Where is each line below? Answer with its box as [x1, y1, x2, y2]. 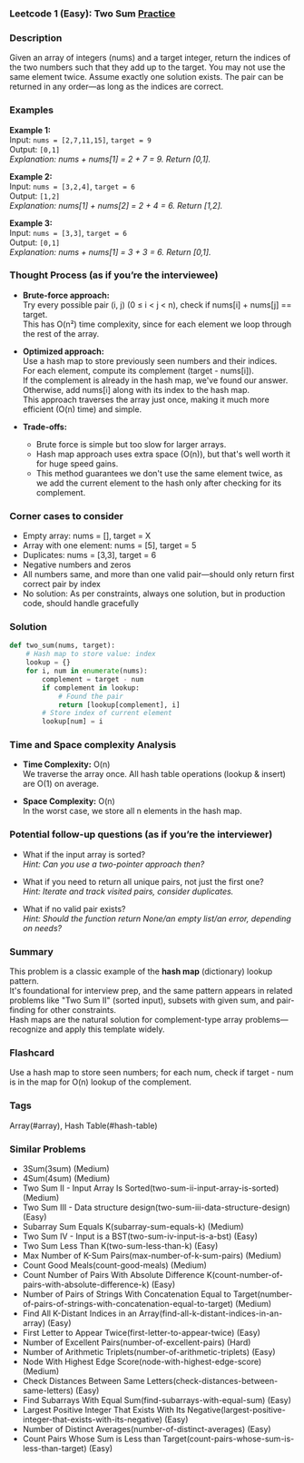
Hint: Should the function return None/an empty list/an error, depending [22, 913, 292, 924]
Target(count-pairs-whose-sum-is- [162, 1433, 295, 1444]
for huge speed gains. [35, 457, 119, 469]
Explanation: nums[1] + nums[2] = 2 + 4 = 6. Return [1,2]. [9, 200, 223, 211]
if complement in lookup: [42, 683, 141, 692]
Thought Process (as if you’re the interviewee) [9, 269, 220, 281]
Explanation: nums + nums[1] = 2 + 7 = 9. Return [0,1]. [9, 153, 211, 164]
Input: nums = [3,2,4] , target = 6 [9, 181, 136, 191]
